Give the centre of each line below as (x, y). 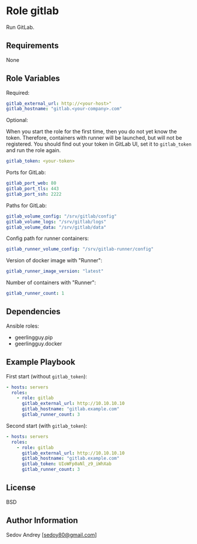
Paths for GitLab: (26, 205)
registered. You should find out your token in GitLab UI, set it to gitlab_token (99, 144)
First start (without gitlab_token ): (46, 376)
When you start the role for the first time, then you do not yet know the (92, 131)
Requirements (32, 46)
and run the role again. (34, 150)
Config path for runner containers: (48, 238)
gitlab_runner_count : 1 (35, 294)
